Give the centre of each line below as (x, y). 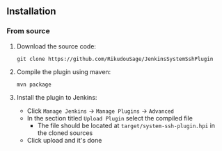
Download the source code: (56, 46)
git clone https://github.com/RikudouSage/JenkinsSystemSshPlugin (115, 59)
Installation (31, 11)
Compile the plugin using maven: (64, 71)
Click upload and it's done (64, 140)
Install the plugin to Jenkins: (57, 97)
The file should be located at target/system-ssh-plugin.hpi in (126, 125)
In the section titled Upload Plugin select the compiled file (110, 118)
